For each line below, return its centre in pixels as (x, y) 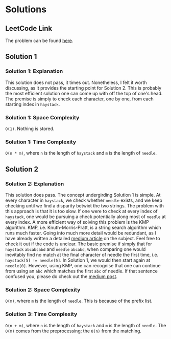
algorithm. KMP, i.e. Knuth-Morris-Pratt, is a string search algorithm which (83, 227)
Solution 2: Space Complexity (43, 289)
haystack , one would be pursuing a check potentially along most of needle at (86, 217)
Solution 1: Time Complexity (41, 142)
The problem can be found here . (39, 40)
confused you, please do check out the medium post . (62, 276)
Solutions (26, 9)
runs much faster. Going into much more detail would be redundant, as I (81, 233)
